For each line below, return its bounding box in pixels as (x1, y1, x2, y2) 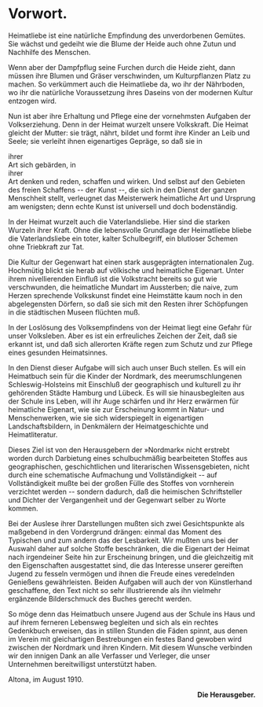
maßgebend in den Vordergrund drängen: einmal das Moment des (8, 527, 222, 536)
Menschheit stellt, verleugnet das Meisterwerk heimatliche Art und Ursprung (8, 193, 256, 203)
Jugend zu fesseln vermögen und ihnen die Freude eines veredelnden (8, 569, 236, 578)
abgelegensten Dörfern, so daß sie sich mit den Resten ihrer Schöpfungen (8, 299, 249, 308)
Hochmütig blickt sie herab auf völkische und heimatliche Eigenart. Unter (8, 265, 245, 275)
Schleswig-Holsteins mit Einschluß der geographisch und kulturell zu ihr (8, 379, 242, 389)
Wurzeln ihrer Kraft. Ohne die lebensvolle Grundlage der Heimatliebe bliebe (8, 225, 252, 234)
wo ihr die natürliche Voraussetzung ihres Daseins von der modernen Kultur (8, 87, 254, 97)
